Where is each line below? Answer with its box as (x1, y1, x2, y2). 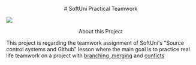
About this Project (79, 28, 123, 35)
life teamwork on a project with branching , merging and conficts (6, 52, 165, 59)
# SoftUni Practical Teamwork (64, 5, 138, 12)
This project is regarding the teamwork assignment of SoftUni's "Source (6, 39, 185, 47)
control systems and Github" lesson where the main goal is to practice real (6, 46, 191, 52)
